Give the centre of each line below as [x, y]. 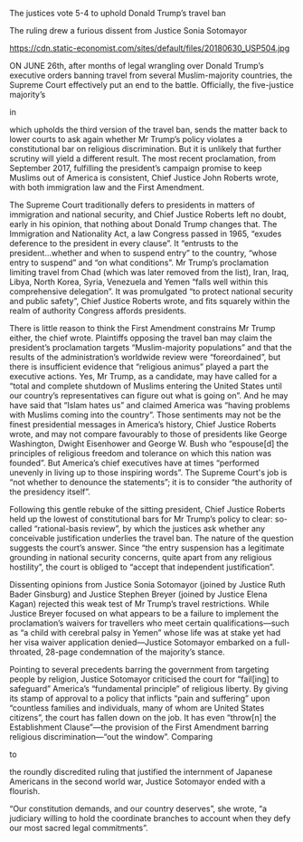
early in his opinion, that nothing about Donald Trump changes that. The [143, 224]
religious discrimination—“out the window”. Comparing [111, 737]
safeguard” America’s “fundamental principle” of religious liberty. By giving [149, 689]
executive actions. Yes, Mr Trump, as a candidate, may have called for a [143, 376]
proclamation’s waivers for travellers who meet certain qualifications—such [149, 623]
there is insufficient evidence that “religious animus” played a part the [139, 367]
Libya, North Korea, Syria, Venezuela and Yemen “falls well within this [139, 282]
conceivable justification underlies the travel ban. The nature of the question [151, 538]
